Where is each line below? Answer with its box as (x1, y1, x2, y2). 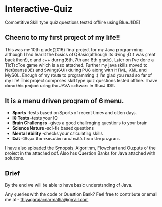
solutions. (5, 155, 25, 161)
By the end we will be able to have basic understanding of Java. (5, 182, 133, 188)
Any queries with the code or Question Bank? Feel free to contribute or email (5, 191, 158, 197)
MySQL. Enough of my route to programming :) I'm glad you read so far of (5, 72, 152, 78)
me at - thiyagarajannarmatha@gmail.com (5, 197, 89, 203)
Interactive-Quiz (5, 3, 73, 15)
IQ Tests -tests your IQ (12, 115, 58, 121)
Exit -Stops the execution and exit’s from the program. (12, 135, 120, 141)
